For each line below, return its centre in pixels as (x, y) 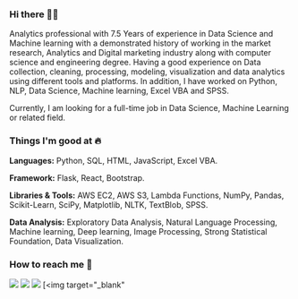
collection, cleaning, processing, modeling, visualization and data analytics (147, 72)
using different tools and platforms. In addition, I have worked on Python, (143, 81)
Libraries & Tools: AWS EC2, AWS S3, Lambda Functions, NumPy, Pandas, (147, 195)
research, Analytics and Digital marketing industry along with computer (140, 53)
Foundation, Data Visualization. (66, 241)
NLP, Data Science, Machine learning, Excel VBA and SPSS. (119, 91)
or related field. (37, 118)
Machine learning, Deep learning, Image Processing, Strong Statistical (138, 231)
